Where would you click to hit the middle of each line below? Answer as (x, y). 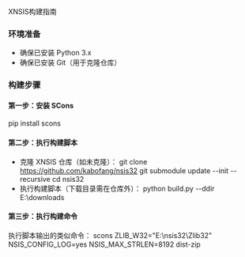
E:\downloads (42, 197)
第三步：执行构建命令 (43, 217)
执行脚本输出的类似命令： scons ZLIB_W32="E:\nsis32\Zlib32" (110, 235)
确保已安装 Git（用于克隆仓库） (70, 62)
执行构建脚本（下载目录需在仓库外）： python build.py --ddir (117, 188)
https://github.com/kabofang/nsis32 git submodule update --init (124, 170)
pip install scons (35, 123)
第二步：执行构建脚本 (43, 143)
